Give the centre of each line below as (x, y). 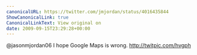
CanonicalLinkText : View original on (54, 23)
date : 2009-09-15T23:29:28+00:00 (48, 28)
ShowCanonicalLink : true (37, 17)
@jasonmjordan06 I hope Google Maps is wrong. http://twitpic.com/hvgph (99, 45)
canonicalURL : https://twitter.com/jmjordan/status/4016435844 (88, 12)
